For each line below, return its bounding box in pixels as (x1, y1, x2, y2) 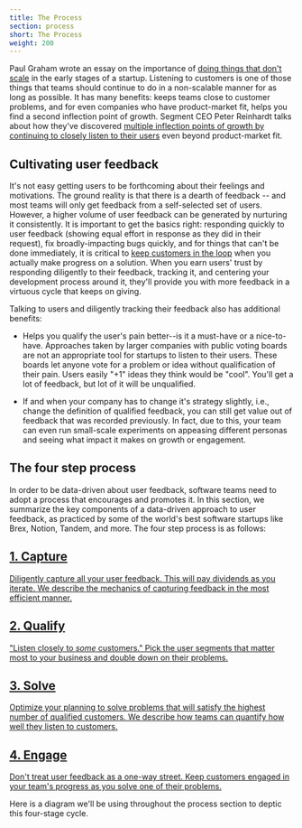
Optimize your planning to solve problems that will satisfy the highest (9, 702, 266, 713)
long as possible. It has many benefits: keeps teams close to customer (9, 92, 270, 103)
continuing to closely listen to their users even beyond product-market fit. (9, 130, 283, 141)
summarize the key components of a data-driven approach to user (9, 503, 257, 515)
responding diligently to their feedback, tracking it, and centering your (9, 267, 270, 278)
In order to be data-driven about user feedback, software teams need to (9, 484, 277, 495)
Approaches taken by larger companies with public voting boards (44, 340, 288, 351)
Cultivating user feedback (9, 156, 160, 172)
